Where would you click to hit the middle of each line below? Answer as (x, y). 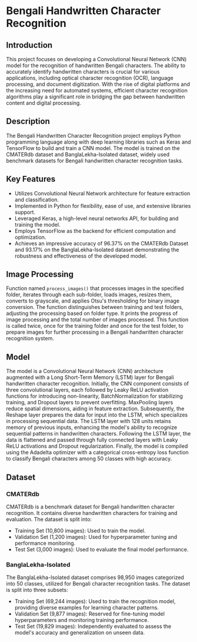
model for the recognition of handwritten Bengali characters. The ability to (96, 65)
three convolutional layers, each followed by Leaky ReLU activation (87, 390)
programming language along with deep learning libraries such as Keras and (98, 142)
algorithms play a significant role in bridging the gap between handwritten (96, 97)
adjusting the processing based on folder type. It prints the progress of (92, 314)
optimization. (30, 237)
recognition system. (30, 338)
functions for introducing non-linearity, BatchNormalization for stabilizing (95, 396)
